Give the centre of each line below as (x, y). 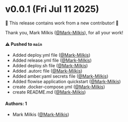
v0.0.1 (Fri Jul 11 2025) (52, 9)
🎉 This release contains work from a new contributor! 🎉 (62, 23)
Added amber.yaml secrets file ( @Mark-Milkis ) (60, 76)
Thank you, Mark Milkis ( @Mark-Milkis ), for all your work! (64, 32)
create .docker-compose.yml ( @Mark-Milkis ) (59, 87)
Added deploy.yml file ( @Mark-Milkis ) (51, 55)
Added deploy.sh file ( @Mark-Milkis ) (50, 66)
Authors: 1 (16, 104)
